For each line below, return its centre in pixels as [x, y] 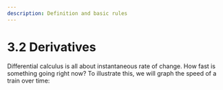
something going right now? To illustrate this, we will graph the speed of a [112, 73]
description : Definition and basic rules [67, 13]
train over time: [29, 80]
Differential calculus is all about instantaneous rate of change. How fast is [111, 66]
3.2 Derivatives [52, 47]
